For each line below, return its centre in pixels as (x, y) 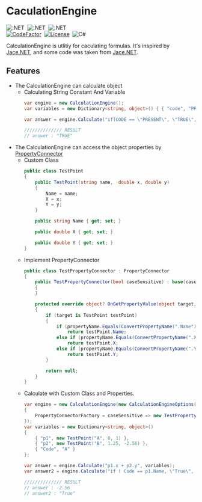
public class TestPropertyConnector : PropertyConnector (97, 271)
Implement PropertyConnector (62, 260)
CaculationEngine (52, 11)
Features (23, 71)
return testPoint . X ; (93, 343)
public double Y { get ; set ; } (74, 243)
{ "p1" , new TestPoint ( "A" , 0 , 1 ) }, (82, 438)
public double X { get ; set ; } (74, 232)
